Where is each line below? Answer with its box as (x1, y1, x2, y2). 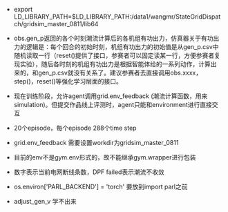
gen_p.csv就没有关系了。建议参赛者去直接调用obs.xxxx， (37, 68, 202, 77)
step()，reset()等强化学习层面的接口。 (13, 77, 123, 85)
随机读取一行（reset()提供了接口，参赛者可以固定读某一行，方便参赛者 (13, 51, 215, 59)
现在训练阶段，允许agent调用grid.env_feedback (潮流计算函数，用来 (13, 92, 208, 100)
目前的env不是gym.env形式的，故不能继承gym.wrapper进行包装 (13, 153, 196, 161)
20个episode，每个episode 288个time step (13, 124, 137, 132)
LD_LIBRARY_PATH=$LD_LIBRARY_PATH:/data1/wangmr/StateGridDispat (13, 12, 221, 21)
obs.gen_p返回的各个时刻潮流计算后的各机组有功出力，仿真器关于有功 (13, 34, 213, 42)
